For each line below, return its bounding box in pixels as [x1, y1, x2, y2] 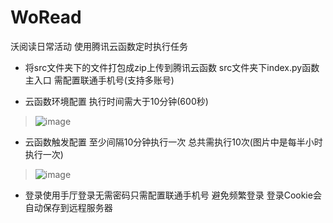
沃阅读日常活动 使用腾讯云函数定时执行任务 [10, 40, 188, 52]
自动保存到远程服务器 [24, 201, 113, 213]
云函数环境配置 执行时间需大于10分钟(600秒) [24, 95, 209, 107]
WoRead [10, 6, 82, 29]
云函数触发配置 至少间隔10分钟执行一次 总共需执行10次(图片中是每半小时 [24, 136, 323, 148]
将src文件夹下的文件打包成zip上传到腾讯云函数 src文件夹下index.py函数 [24, 61, 320, 73]
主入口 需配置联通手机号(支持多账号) [24, 74, 175, 86]
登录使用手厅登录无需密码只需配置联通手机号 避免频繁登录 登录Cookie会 [24, 189, 322, 201]
